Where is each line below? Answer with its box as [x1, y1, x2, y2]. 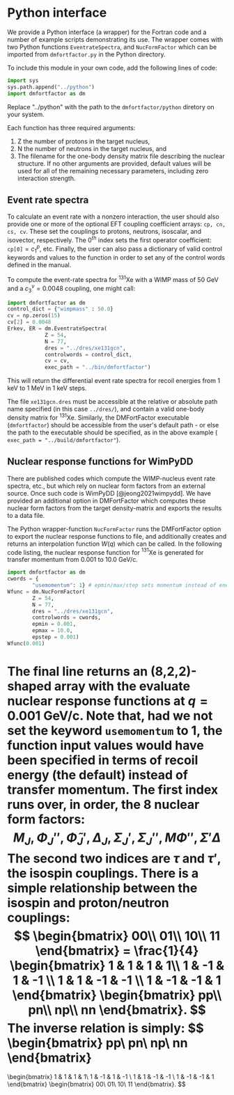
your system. [7, 110, 45, 118]
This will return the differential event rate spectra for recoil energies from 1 [7, 377, 221, 385]
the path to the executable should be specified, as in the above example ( [7, 428, 218, 436]
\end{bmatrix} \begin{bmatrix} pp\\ [12, 987, 222, 1003]
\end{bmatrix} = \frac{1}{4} [35, 943, 199, 959]
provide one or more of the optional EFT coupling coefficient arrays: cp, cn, [7, 220, 226, 228]
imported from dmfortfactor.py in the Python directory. [7, 50, 166, 58]
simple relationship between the [7, 880, 198, 896]
